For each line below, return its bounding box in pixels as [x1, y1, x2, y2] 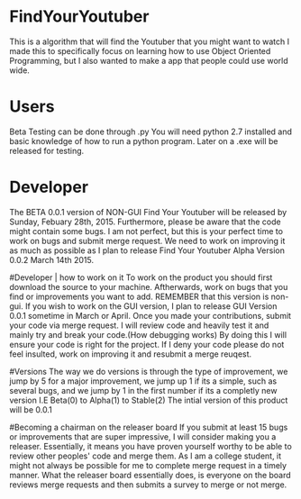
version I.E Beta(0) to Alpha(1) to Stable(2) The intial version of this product [9, 395, 288, 405]
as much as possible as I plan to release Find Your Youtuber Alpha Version [9, 245, 286, 256]
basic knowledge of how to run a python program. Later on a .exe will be [9, 135, 278, 146]
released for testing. [9, 145, 85, 156]
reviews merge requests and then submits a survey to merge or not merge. [9, 479, 287, 490]
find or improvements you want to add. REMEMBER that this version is [9, 291, 269, 302]
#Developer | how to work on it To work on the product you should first [9, 272, 273, 283]
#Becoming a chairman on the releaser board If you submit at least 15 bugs [9, 422, 288, 432]
